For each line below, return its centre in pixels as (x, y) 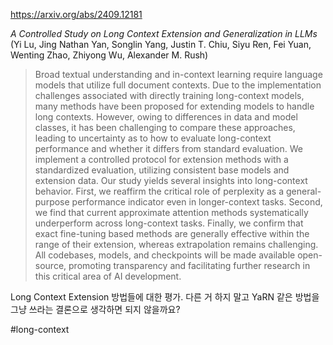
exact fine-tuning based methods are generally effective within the (172, 233)
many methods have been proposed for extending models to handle (174, 106)
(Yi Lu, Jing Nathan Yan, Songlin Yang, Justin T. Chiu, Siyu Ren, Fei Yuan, (161, 44)
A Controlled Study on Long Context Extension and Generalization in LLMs (164, 33)
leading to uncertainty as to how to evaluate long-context (153, 138)
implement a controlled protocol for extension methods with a (161, 159)
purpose (52, 202)
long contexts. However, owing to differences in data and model (166, 117)
